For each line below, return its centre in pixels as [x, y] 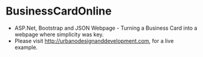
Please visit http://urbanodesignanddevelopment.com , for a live [94, 41]
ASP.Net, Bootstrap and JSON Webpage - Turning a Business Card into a [106, 28]
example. [26, 47]
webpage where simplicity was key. [59, 34]
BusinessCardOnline [59, 11]
